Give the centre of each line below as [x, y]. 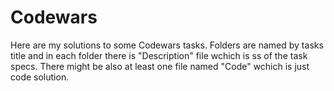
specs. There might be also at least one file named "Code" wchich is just [160, 66]
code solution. [40, 77]
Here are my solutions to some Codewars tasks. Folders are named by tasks [167, 45]
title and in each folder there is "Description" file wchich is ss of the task [159, 55]
